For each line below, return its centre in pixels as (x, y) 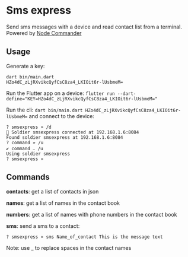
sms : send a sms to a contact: (43, 226)
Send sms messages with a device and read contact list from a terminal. (94, 27)
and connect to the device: (62, 116)
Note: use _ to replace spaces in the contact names (69, 248)
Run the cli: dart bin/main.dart (44, 110)
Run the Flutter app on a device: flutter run (60, 93)
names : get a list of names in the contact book (63, 203)
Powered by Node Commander (44, 33)
